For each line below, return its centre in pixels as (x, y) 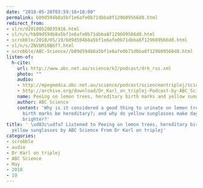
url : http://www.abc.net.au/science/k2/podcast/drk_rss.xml (94, 68)
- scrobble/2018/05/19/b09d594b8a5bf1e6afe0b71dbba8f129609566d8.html (97, 40)
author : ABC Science (43, 102)
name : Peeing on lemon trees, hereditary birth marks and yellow (101, 96)
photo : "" (30, 74)
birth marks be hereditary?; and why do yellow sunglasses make (105, 113)
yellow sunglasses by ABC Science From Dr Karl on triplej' (89, 130)
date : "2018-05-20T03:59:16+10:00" (51, 12)
